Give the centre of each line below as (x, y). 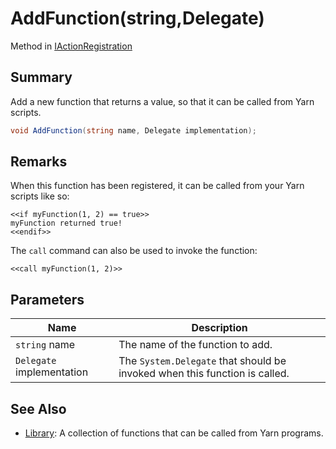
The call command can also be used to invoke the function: (134, 251)
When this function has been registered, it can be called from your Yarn (157, 186)
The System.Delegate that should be (202, 361)
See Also (38, 408)
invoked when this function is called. (204, 374)
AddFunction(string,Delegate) (137, 18)
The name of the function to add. (195, 345)
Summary (41, 77)
